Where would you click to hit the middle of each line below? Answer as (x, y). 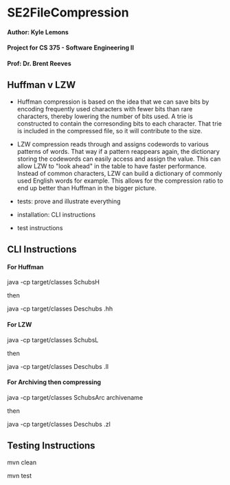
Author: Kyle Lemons (38, 32)
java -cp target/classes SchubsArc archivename (75, 397)
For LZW (20, 324)
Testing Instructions (51, 445)
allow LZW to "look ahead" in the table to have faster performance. (112, 166)
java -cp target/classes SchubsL (53, 340)
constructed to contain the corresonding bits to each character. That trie (119, 123)
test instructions (40, 227)
